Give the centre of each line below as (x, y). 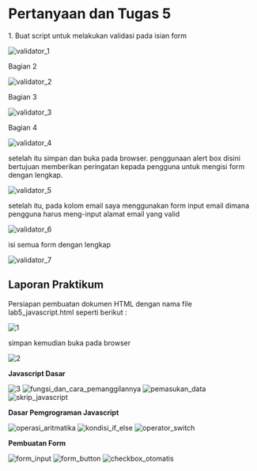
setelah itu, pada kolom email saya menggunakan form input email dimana (129, 205)
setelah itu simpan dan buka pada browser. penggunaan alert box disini (125, 158)
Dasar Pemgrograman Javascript (64, 413)
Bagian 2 (23, 66)
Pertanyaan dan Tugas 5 (90, 14)
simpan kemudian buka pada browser (70, 343)
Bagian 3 (23, 96)
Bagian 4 (23, 127)
